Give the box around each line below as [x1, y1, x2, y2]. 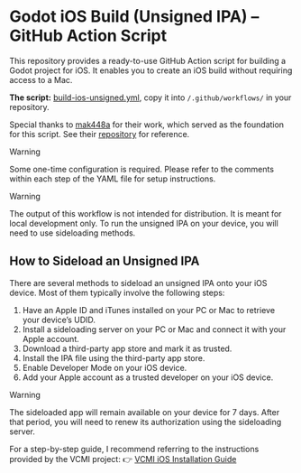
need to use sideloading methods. [9, 227, 136, 238]
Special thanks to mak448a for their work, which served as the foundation [9, 119, 285, 130]
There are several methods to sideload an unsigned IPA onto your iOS [9, 277, 268, 288]
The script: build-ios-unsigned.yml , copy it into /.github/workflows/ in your [9, 92, 292, 103]
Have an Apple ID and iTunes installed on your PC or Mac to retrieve [22, 304, 276, 315]
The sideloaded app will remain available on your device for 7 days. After [9, 406, 280, 417]
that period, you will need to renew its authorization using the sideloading [9, 416, 282, 427]
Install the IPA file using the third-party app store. [22, 352, 205, 363]
